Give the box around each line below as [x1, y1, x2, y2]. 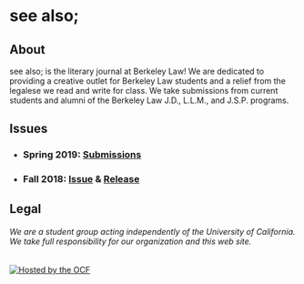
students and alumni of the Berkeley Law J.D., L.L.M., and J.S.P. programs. [9, 95, 289, 106]
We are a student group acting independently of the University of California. [9, 227, 296, 238]
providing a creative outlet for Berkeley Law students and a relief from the [9, 76, 287, 86]
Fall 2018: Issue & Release [22, 173, 140, 186]
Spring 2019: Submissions [22, 148, 142, 161]
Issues [9, 121, 48, 137]
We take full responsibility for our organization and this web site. [9, 236, 252, 247]
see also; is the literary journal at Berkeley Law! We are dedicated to [9, 66, 265, 76]
